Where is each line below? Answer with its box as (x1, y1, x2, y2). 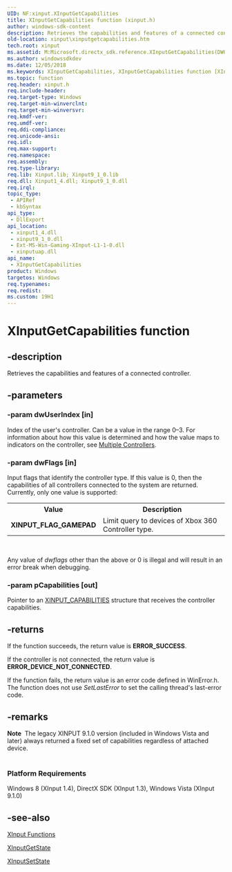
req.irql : (7, 184, 36, 191)
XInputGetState (7, 844, 51, 852)
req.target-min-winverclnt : (7, 100, 88, 107)
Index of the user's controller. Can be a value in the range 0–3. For (7, 425, 195, 434)
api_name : (7, 255, 36, 262)
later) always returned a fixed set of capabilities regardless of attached (7, 737, 209, 745)
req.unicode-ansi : (7, 132, 60, 139)
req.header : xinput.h (7, 81, 70, 88)
